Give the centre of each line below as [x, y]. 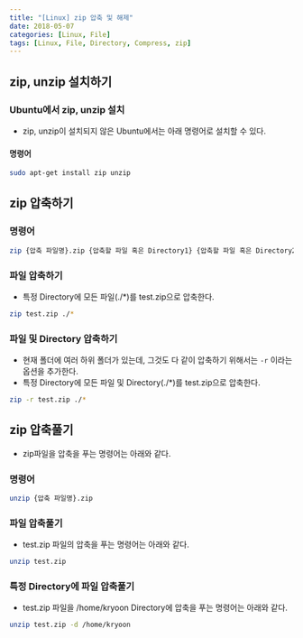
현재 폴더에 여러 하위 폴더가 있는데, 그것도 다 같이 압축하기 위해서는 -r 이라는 [157, 360]
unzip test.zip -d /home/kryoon [70, 625]
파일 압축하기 [36, 275]
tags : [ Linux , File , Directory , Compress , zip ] [101, 43]
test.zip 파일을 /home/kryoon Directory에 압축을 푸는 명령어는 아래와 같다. [155, 608]
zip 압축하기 [41, 203]
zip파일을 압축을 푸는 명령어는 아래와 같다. [96, 453]
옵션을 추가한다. [50, 372]
